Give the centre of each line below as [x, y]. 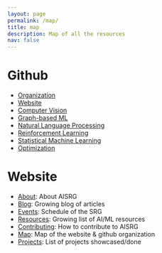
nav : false [23, 41]
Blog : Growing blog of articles [61, 204]
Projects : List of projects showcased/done [80, 242]
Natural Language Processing [61, 126]
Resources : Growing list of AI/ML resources [81, 219]
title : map [23, 27]
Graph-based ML [43, 118]
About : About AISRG [47, 197]
